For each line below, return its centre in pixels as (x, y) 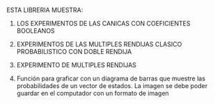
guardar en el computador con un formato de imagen (93, 93)
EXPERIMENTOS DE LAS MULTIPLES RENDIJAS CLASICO (99, 44)
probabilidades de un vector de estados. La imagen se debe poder (112, 86)
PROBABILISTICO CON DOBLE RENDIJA (74, 52)
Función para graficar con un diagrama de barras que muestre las (111, 78)
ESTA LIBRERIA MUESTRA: (45, 10)
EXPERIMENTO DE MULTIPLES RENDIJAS (77, 65)
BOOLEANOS (35, 31)
